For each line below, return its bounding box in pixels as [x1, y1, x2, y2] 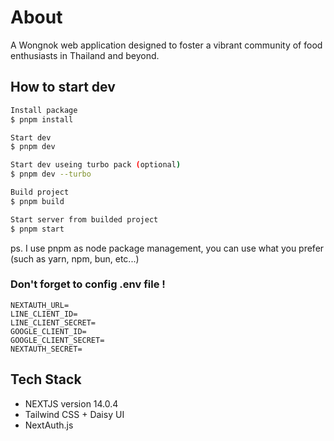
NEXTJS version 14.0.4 [24, 397, 119, 410]
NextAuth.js [24, 419, 74, 431]
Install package [10, 105, 78, 115]
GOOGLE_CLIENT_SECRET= [10, 335, 105, 345]
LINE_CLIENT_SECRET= [10, 317, 97, 328]
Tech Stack [10, 371, 82, 388]
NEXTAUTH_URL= [10, 300, 70, 310]
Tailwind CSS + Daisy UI [24, 408, 125, 420]
